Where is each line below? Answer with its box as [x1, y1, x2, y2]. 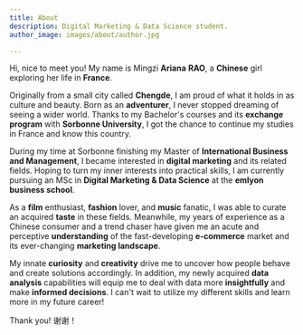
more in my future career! [9, 296, 105, 308]
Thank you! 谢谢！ [9, 315, 78, 326]
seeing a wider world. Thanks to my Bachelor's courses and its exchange [9, 110, 284, 120]
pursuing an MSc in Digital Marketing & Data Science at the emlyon [9, 175, 264, 186]
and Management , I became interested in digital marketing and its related [9, 156, 288, 167]
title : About [9, 13, 59, 23]
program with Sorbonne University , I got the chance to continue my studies [9, 119, 294, 129]
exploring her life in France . [9, 72, 113, 83]
